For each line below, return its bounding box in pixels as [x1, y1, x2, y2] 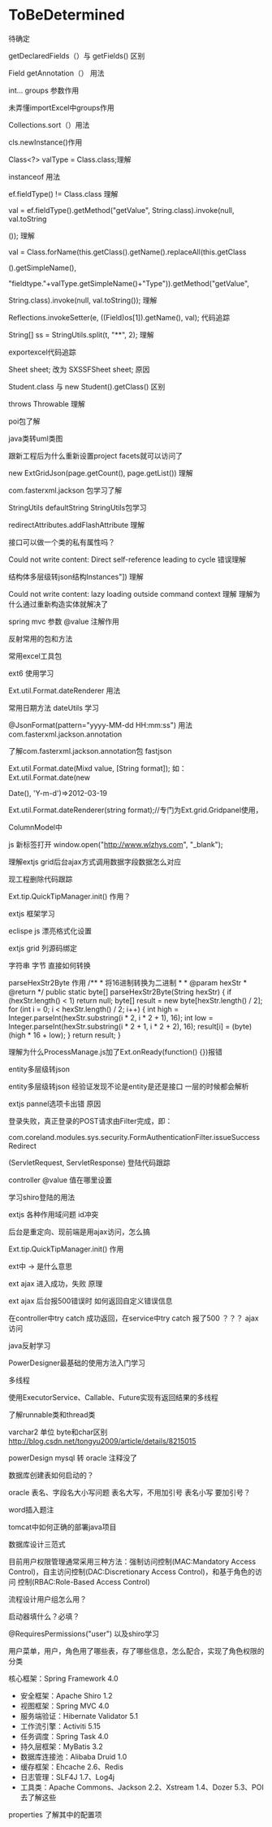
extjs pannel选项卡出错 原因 [8, 1098, 101, 1108]
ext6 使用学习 [8, 668, 54, 678]
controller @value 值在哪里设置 [8, 1175, 112, 1185]
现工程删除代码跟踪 [8, 874, 73, 884]
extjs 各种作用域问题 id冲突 [8, 1209, 99, 1219]
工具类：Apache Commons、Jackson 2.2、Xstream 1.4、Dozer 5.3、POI [19, 1782, 264, 1792]
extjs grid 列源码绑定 [8, 943, 78, 953]
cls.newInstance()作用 [8, 137, 83, 147]
